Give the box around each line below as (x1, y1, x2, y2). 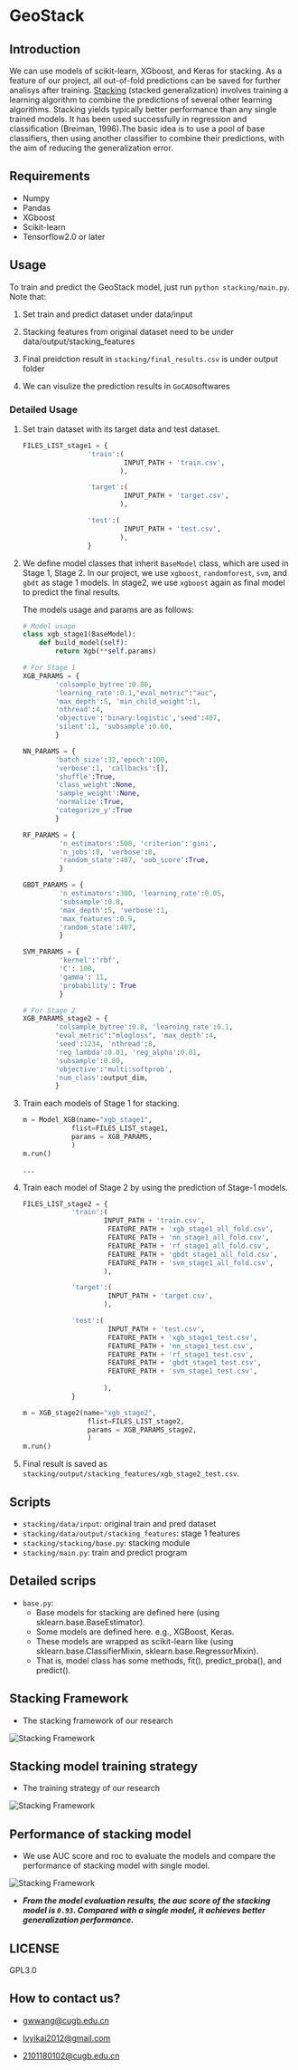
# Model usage (22, 621, 76, 630)
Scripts (9, 1494, 51, 1509)
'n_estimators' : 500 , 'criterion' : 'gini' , (59, 839, 218, 848)
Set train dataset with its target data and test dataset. (22, 423, 220, 435)
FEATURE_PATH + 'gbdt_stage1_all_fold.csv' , (107, 1250, 278, 1259)
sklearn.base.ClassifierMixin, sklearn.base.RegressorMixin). (35, 1645, 259, 1656)
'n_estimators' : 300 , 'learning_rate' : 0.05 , (59, 889, 226, 898)
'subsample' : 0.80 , (55, 1056, 125, 1065)
